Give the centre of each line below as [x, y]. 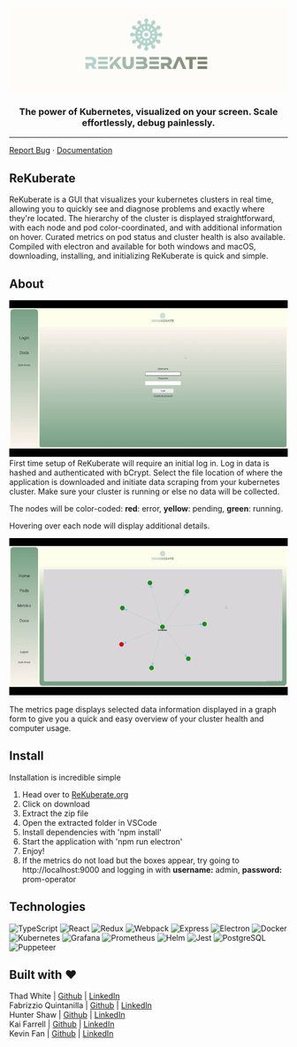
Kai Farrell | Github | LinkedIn [62, 1024]
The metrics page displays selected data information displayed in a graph [143, 709]
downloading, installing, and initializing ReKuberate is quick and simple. [139, 256]
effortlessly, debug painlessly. [148, 122]
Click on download [56, 804]
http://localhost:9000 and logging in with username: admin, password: [152, 869]
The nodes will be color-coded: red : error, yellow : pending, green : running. [146, 509]
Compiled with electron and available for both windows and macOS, [133, 247]
